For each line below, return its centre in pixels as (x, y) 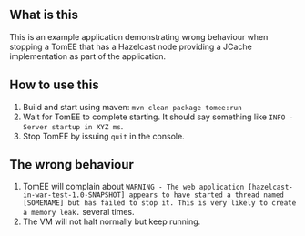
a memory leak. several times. (78, 212)
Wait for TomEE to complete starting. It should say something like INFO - (158, 117)
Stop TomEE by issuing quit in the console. (103, 136)
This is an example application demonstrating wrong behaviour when (139, 36)
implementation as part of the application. (88, 56)
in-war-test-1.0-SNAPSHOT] (74, 195)
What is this (44, 15)
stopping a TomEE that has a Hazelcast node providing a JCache (131, 46)
